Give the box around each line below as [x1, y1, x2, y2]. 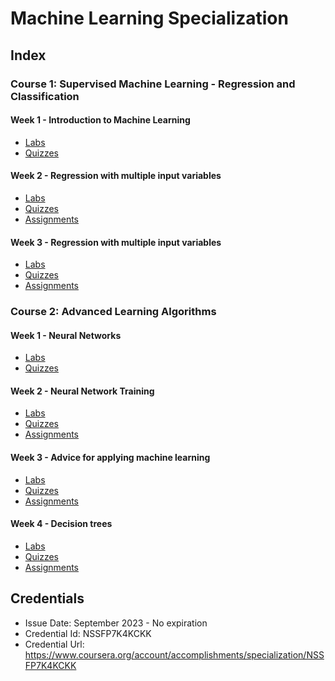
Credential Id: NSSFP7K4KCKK [24, 627, 152, 639]
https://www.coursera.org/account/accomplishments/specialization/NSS [24, 648, 325, 661]
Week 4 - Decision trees [10, 518, 113, 530]
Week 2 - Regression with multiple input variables [10, 170, 222, 182]
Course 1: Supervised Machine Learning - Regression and [10, 77, 296, 91]
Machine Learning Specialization [10, 7, 289, 30]
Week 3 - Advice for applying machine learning [10, 452, 211, 464]
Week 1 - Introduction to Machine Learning [10, 114, 191, 126]
